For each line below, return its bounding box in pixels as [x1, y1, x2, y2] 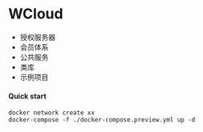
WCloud [8, 5, 63, 23]
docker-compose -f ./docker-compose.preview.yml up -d [8, 116, 196, 124]
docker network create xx [8, 109, 95, 117]
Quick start [8, 91, 47, 101]
